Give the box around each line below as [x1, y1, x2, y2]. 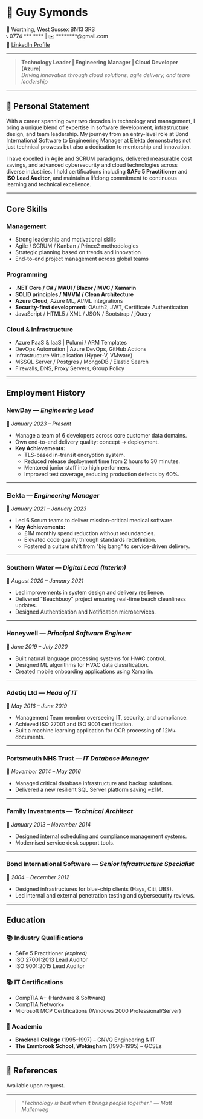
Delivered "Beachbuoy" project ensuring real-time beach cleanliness [14, 595, 186, 603]
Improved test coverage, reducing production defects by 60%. [24, 470, 180, 478]
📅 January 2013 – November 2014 [6, 820, 91, 828]
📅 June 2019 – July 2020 [6, 643, 68, 650]
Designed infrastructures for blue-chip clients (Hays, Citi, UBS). [14, 885, 173, 893]
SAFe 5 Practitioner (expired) [14, 950, 88, 957]
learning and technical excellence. [6, 180, 92, 188]
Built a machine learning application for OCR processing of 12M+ [14, 726, 176, 734]
